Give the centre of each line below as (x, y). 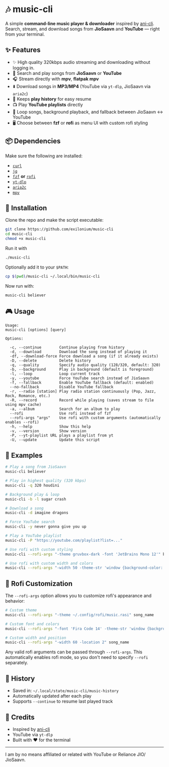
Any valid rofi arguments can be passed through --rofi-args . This (74, 652)
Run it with (16, 248)
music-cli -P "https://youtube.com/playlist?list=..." (64, 540)
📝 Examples (24, 455)
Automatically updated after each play (52, 696)
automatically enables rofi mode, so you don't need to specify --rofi (77, 657)
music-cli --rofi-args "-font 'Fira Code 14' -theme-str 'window (75, 629)
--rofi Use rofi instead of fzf (61, 413)
